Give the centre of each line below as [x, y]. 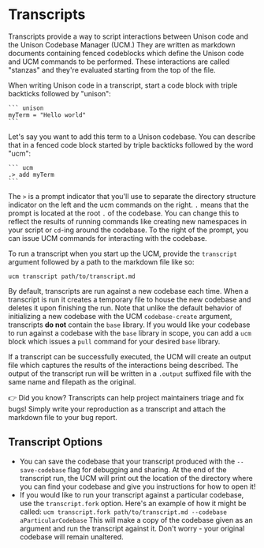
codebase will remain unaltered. [71, 537]
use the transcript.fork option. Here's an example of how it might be [133, 503]
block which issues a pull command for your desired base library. [114, 341]
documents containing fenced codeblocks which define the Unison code [126, 53]
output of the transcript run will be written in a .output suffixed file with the [130, 373]
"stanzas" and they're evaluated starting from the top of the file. [112, 69]
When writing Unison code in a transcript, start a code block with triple [123, 85]
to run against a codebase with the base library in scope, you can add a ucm [130, 332]
